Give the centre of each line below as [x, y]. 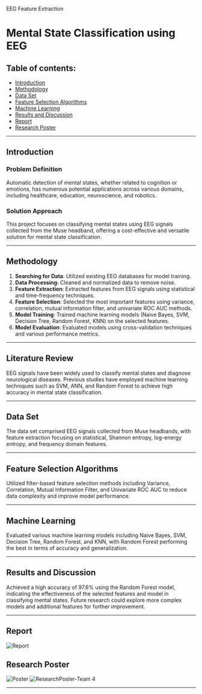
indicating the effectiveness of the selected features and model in [87, 593]
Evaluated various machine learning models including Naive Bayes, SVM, [96, 535]
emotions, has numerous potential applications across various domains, [95, 189]
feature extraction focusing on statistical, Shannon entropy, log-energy [94, 438]
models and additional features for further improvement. [76, 606]
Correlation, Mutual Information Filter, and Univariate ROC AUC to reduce [97, 490]
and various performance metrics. [57, 334]
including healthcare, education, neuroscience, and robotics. [81, 195]
